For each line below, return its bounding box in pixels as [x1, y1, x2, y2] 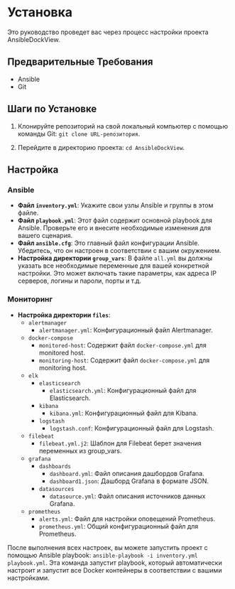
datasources [38, 485, 75, 492]
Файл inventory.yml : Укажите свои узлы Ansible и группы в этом [17, 201, 214, 210]
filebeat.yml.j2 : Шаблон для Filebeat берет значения [38, 438, 202, 448]
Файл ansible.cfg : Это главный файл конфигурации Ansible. [17, 239, 200, 247]
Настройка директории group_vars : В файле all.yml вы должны [17, 254, 213, 263]
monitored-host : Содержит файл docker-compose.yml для [38, 340, 207, 349]
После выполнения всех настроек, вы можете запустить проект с [7, 543, 208, 551]
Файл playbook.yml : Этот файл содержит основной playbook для [17, 216, 213, 225]
